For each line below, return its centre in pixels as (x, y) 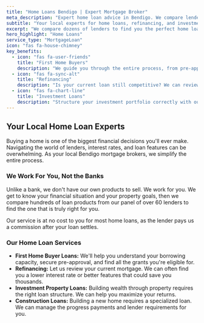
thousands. (29, 282)
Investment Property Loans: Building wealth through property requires (104, 288)
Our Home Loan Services (44, 242)
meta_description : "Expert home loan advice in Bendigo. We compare (95, 18)
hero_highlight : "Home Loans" (45, 35)
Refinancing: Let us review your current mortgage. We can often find (102, 269)
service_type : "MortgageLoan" (45, 40)
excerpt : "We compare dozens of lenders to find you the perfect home (97, 29)
